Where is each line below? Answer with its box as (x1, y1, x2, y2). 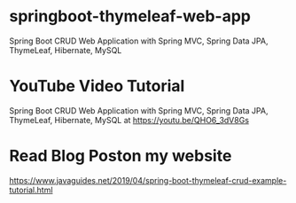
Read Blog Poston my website (9, 146, 232, 166)
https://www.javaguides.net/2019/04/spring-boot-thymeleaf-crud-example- (9, 175, 287, 185)
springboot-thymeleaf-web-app (9, 6, 251, 27)
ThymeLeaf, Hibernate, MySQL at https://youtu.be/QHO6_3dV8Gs (9, 114, 250, 125)
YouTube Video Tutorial (9, 76, 185, 97)
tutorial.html (9, 184, 53, 195)
